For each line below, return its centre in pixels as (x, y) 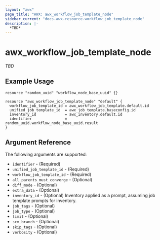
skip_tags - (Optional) (35, 227)
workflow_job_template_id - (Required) (52, 174)
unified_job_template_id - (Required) (51, 169)
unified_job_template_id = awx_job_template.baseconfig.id (73, 110)
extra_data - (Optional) (36, 190)
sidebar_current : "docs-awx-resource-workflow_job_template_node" (75, 19)
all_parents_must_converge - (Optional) (52, 179)
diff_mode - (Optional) (35, 185)
